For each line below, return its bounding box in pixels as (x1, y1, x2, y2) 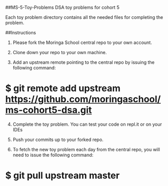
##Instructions (5, 30, 36, 35)
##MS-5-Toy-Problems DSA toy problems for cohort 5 (5, 5, 119, 10)
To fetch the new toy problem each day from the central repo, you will (12, 146, 160, 152)
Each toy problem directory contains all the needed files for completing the (5, 14, 163, 20)
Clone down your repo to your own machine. (12, 50, 107, 55)
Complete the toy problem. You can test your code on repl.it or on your (12, 121, 162, 127)
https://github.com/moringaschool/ (5, 94, 161, 105)
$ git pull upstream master (5, 170, 120, 181)
